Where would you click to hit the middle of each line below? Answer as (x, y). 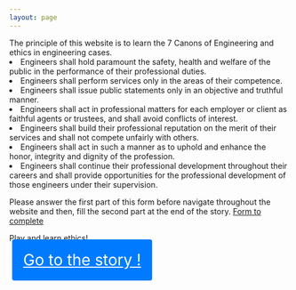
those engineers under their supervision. (84, 184)
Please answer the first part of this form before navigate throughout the (140, 202)
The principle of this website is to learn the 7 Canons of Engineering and (141, 43)
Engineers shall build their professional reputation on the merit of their (149, 128)
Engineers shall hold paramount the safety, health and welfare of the (146, 61)
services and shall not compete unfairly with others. (104, 137)
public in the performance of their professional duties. (108, 71)
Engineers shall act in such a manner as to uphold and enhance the (144, 147)
